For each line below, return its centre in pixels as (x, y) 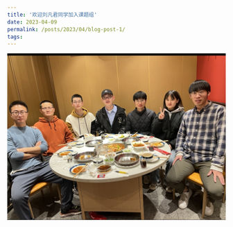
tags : (15, 37)
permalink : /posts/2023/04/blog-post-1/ (67, 29)
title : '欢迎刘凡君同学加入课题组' (52, 15)
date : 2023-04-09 (32, 22)
